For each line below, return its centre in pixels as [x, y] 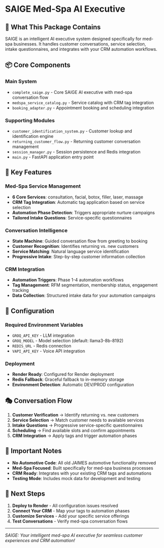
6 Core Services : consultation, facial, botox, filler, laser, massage [78, 197]
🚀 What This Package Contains [53, 27]
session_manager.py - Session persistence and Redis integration [76, 152]
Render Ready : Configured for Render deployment [63, 374]
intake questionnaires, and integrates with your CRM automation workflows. [81, 49]
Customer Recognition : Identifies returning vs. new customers [75, 246]
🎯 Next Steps [25, 494]
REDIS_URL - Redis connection [42, 346]
